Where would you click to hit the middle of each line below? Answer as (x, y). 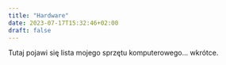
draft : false (30, 30)
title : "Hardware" (38, 15)
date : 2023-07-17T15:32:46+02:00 (63, 23)
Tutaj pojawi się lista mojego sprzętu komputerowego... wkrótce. (113, 53)
